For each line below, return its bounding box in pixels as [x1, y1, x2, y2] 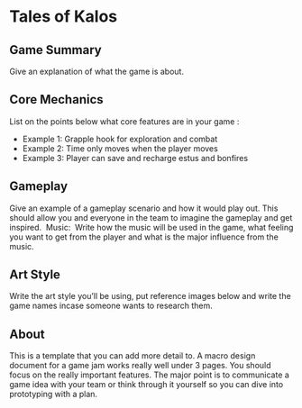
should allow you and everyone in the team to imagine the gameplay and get [9, 212, 293, 222]
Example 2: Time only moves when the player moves [22, 142, 218, 154]
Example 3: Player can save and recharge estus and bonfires [22, 152, 249, 163]
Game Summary [9, 42, 102, 58]
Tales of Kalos [9, 6, 118, 27]
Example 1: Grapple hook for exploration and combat [22, 133, 218, 144]
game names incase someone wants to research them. [9, 300, 214, 312]
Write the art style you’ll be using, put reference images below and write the [9, 291, 291, 302]
